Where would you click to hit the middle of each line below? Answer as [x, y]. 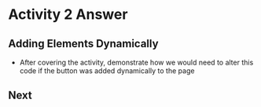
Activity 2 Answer [68, 15]
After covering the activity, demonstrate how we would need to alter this [136, 62]
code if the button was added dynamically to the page [107, 71]
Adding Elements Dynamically [83, 44]
